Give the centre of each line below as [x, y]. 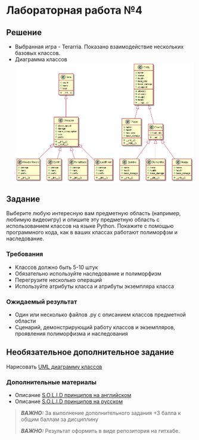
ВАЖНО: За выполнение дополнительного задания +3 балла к [101, 413]
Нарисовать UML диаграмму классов [54, 367]
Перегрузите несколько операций [58, 280]
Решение [24, 32]
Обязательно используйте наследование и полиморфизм [88, 273]
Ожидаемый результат [42, 302]
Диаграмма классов [41, 59]
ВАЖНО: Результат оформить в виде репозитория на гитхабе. [100, 431]
